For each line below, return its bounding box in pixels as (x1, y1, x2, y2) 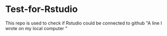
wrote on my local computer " (5, 25, 68, 31)
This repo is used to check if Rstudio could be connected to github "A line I (5, 20, 162, 26)
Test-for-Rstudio (5, 3, 78, 15)
